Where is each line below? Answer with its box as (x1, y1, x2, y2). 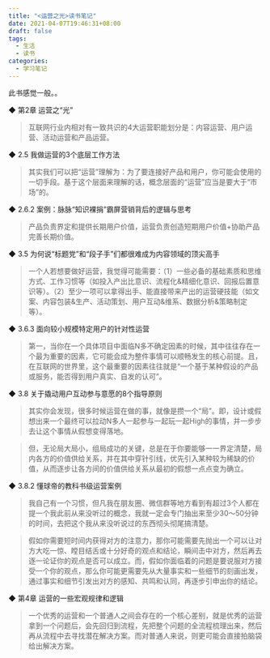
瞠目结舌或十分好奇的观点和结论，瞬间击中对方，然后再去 (70, 545, 263, 555)
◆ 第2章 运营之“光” (8, 105, 74, 114)
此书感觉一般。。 (8, 88, 62, 97)
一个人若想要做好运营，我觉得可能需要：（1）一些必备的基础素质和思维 (27, 266, 262, 276)
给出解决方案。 (27, 641, 78, 651)
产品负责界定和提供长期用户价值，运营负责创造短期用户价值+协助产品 (27, 221, 260, 231)
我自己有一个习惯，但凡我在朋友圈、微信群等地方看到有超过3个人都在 (27, 498, 260, 507)
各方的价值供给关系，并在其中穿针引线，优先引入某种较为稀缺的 (35, 453, 248, 463)
